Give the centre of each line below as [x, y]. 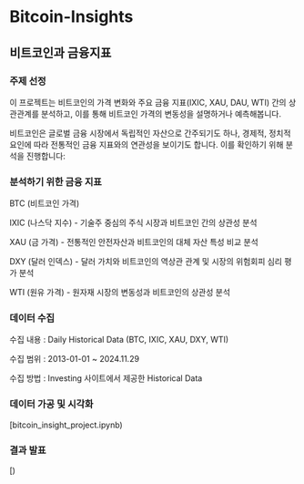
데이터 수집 [32, 318]
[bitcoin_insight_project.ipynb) [66, 425]
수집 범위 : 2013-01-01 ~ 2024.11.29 [74, 359]
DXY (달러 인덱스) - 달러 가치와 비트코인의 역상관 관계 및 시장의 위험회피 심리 [146, 262]
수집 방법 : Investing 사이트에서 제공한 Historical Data [106, 378]
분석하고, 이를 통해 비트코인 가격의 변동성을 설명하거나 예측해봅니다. [161, 113]
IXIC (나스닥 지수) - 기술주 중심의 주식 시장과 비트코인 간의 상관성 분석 [133, 223]
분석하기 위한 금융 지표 [56, 181]
